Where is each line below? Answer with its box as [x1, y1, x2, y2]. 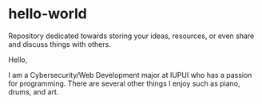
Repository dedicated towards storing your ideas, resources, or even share [8, 31, 255, 40]
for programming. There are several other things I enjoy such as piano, [8, 79, 241, 88]
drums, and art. [8, 87, 59, 96]
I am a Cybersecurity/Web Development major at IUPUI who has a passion [8, 70, 252, 79]
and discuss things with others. [8, 39, 112, 48]
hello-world [8, 5, 88, 23]
